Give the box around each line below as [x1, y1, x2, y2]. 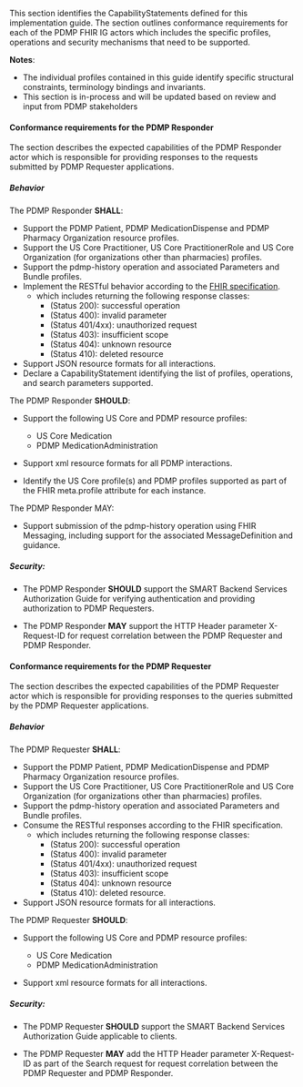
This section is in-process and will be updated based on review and [22, 91, 277, 102]
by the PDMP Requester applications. [9, 700, 149, 711]
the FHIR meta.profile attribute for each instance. [22, 485, 207, 496]
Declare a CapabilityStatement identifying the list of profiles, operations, [22, 368, 294, 379]
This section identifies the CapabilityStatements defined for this [9, 8, 248, 18]
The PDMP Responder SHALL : [9, 205, 124, 217]
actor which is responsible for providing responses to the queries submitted [9, 691, 294, 702]
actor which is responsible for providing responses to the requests [9, 152, 258, 163]
